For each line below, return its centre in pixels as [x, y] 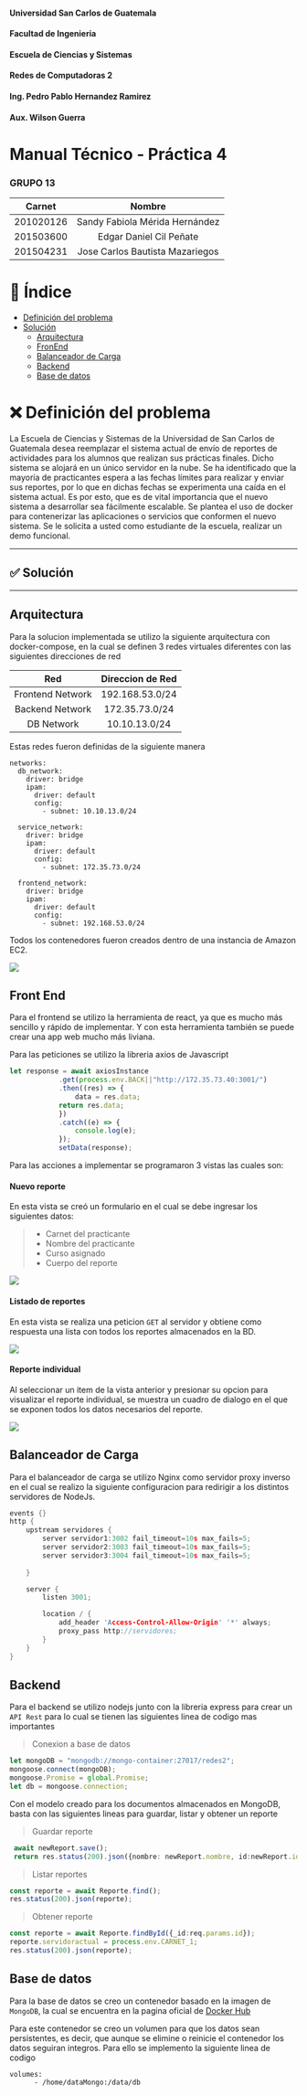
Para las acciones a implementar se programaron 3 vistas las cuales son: [147, 1165]
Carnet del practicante [88, 1234]
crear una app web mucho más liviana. [82, 1037]
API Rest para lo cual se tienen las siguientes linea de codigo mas [133, 1717]
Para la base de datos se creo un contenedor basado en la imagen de [140, 2001]
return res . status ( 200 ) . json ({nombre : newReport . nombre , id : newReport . [153, 1857]
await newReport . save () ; [60, 1848]
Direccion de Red [139, 678]
